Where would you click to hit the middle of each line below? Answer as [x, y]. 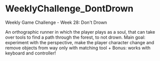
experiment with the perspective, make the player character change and [80, 42]
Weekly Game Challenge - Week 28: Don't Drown [56, 22]
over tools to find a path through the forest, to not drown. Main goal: [75, 37]
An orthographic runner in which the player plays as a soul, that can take [80, 32]
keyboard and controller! [31, 53]
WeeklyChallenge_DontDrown [69, 9]
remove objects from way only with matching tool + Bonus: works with [78, 48]
